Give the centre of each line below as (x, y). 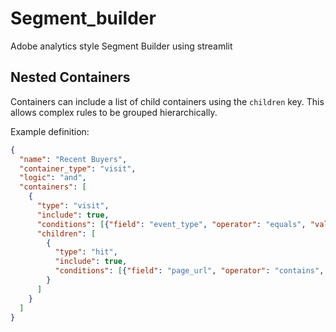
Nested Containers (70, 77)
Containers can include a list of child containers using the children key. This (167, 101)
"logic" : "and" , (53, 178)
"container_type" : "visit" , (78, 168)
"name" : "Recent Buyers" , (73, 159)
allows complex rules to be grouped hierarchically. (114, 112)
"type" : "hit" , (86, 252)
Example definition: (50, 131)
